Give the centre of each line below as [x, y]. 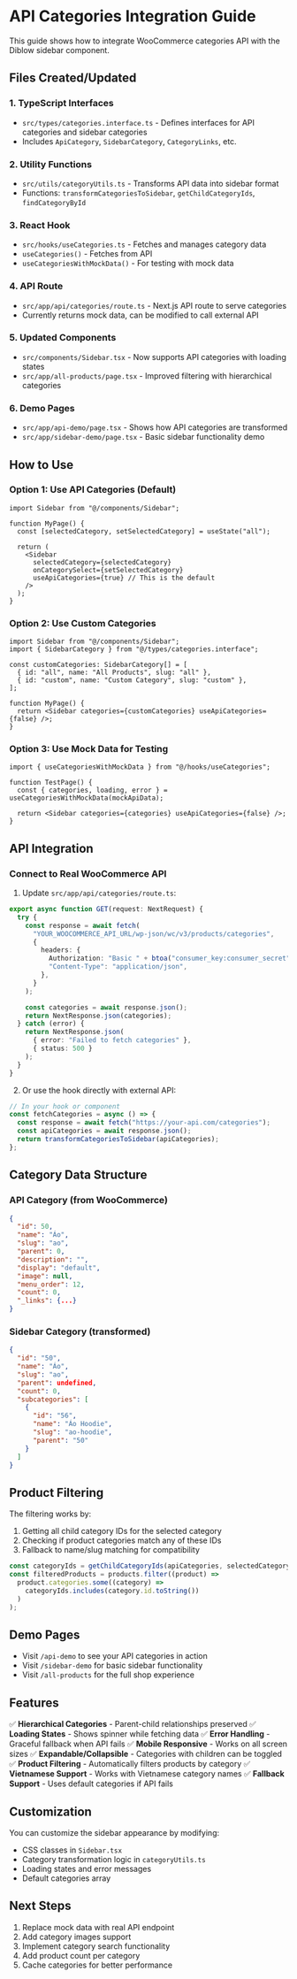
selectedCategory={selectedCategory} [102, 562]
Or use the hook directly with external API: [99, 1090]
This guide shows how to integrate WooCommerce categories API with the [145, 41]
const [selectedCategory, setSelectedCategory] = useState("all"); [144, 531]
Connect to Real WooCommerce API [88, 873]
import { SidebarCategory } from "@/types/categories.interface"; [134, 649]
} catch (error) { [51, 1024]
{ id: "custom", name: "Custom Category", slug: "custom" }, [132, 680]
